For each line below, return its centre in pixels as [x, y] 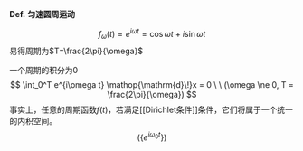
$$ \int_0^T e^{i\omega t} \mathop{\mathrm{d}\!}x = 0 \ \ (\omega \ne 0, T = [152, 85]
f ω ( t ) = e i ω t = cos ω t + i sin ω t [152, 34]
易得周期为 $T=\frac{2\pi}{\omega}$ [76, 51]
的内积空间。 [33, 121]
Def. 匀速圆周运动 [42, 14]
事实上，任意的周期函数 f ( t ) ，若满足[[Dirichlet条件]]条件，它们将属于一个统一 [151, 110]
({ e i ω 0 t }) [152, 137]
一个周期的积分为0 [44, 71]
